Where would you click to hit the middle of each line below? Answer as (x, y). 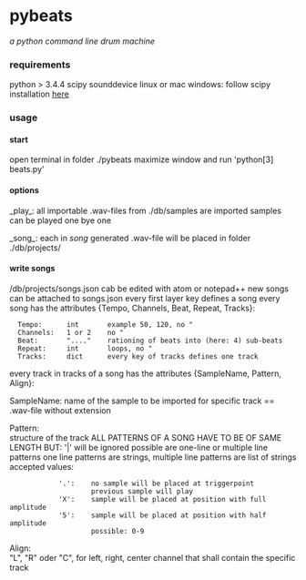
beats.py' (27, 169)
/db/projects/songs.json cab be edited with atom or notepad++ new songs (149, 289)
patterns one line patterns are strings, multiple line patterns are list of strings (153, 457)
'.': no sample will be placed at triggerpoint (156, 483)
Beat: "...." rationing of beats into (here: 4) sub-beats (150, 341)
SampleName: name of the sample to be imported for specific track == (142, 401)
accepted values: (42, 466)
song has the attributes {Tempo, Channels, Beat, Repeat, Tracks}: (133, 308)
